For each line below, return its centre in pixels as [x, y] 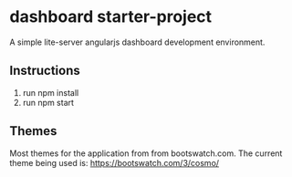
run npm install [51, 92]
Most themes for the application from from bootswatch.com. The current [146, 153]
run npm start [48, 102]
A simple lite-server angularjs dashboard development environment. [137, 42]
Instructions [45, 71]
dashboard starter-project [111, 17]
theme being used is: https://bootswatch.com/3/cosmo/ [115, 162]
